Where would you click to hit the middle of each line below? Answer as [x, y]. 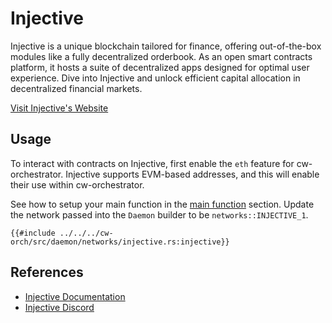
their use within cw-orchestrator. [77, 184]
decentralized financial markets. [76, 88]
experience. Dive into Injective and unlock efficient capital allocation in [155, 78]
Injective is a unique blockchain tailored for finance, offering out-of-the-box [166, 46]
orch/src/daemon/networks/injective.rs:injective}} [120, 242]
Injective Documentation [75, 296]
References [47, 272]
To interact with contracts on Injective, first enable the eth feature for [152, 163]
